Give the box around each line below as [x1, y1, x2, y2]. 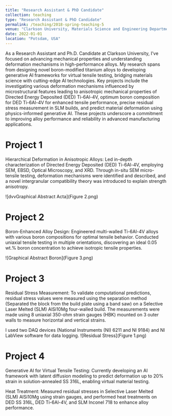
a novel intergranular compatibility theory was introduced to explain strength [5, 178, 167, 184]
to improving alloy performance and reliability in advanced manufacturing [5, 116, 160, 122]
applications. [5, 121, 32, 127]
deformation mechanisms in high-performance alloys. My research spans [5, 61, 160, 67]
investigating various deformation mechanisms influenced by [5, 83, 134, 89]
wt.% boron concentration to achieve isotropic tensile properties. [5, 244, 142, 251]
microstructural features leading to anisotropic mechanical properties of [5, 88, 157, 94]
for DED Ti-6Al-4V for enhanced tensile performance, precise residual [5, 99, 154, 105]
